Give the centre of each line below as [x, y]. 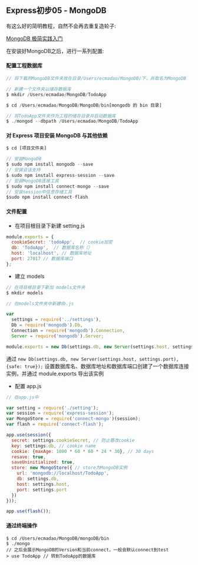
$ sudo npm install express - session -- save [60, 175]
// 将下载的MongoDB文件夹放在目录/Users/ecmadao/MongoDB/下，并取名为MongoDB [96, 78]
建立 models [29, 276]
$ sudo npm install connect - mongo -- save [58, 186]
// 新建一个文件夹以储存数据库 [39, 89]
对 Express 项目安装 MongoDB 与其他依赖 [57, 135]
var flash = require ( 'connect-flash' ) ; [55, 424]
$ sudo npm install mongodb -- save [50, 165]
